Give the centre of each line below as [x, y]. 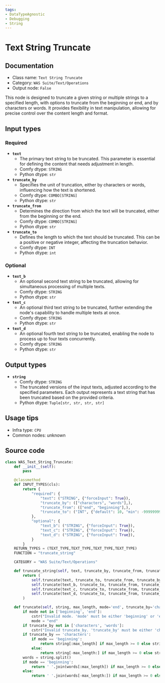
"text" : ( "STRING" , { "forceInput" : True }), [85, 498]
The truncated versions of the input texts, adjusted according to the [88, 387]
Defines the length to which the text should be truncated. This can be [90, 237]
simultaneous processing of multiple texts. [62, 287]
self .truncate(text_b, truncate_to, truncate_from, [85, 585]
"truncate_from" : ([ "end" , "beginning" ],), [85, 507]
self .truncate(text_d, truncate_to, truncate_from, [85, 594]
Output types [26, 365]
